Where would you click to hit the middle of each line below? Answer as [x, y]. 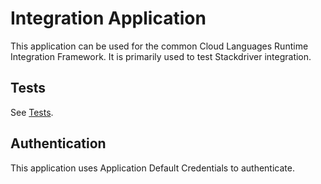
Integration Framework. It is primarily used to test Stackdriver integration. [161, 56]
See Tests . [32, 112]
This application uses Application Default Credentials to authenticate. [152, 168]
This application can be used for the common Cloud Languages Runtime [159, 46]
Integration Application [108, 18]
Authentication [58, 143]
